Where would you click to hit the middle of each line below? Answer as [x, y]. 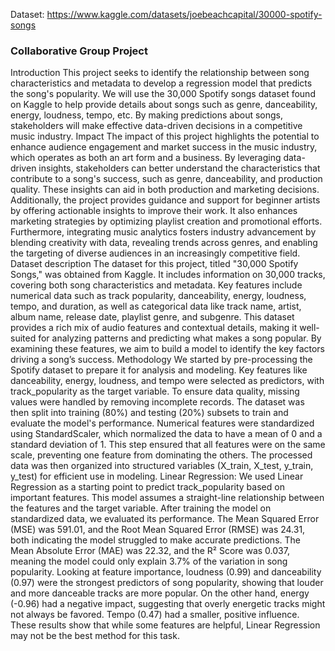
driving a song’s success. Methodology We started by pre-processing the [161, 360]
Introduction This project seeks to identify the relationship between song [160, 73]
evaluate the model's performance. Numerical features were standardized [162, 423]
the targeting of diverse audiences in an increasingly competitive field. [155, 253]
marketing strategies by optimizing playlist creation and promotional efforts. [166, 221]
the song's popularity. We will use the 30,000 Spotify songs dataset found [163, 94]
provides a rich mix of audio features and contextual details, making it [154, 328]
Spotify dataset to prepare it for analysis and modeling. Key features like [159, 370]
